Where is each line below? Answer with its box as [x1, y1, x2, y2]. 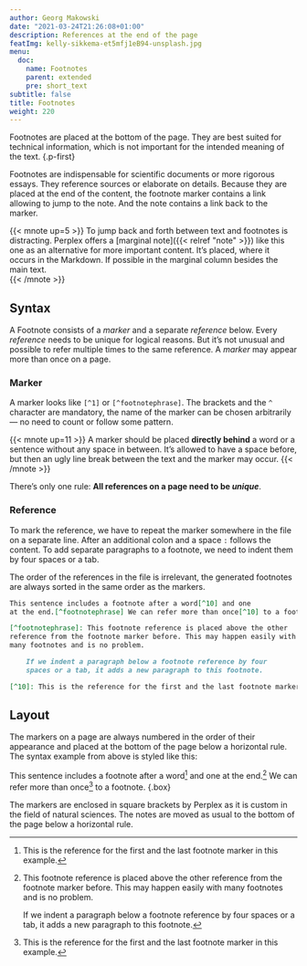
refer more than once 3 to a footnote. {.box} [9, 780, 172, 793]
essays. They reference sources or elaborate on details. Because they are [9, 179, 288, 190]
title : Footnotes [9, 98, 76, 108]
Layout [9, 708, 50, 723]
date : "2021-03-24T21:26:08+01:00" [9, 22, 145, 31]
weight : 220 [9, 107, 55, 116]
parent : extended [26, 73, 92, 82]
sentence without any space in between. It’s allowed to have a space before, [9, 444, 297, 455]
